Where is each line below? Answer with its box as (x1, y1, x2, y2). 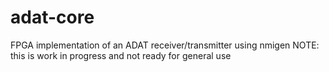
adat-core (10, 6, 95, 29)
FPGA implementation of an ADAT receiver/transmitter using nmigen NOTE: (10, 39, 320, 51)
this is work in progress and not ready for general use (10, 49, 232, 61)
